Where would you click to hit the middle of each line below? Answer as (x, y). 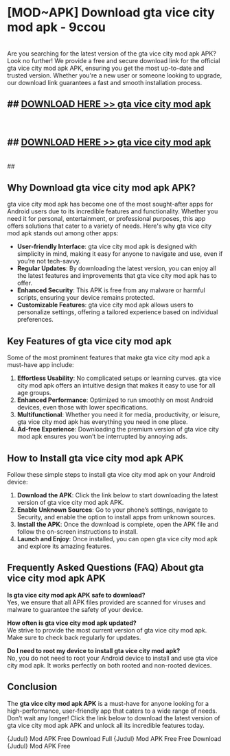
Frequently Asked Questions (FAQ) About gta (106, 568)
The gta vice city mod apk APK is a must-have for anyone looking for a (108, 703)
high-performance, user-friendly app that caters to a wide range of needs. (112, 711)
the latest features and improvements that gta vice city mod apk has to (117, 276)
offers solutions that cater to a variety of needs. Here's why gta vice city (109, 226)
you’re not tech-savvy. (49, 261)
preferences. (35, 320)
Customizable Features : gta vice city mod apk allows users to (105, 305)
